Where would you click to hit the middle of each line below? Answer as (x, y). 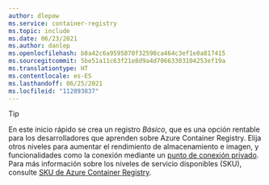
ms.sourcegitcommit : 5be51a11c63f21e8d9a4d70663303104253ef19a (117, 61)
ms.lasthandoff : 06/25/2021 (56, 83)
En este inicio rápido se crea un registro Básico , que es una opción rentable (134, 129)
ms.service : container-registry (63, 23)
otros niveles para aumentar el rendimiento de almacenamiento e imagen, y (134, 147)
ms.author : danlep (39, 46)
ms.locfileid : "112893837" (54, 91)
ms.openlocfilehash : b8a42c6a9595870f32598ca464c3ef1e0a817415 (117, 53)
